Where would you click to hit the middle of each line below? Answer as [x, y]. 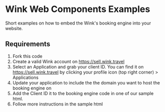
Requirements [28, 44]
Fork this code [27, 56]
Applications [25, 77]
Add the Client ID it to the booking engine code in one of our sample [83, 93]
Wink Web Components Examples [78, 9]
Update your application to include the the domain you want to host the [86, 82]
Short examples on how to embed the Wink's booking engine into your [78, 23]
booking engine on [32, 88]
